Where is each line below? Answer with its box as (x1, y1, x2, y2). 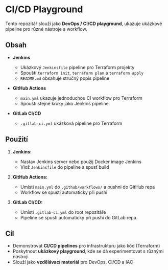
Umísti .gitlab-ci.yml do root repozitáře (20, 209, 106, 215)
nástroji (12, 254, 29, 260)
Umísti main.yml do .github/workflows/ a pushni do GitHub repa (20, 184, 155, 190)
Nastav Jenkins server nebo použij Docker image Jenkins (20, 159, 142, 165)
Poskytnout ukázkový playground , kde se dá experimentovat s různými (12, 248, 164, 254)
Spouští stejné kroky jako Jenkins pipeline (20, 100, 109, 106)
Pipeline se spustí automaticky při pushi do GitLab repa (20, 214, 136, 220)
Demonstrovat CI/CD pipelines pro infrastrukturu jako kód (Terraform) (12, 243, 160, 249)
